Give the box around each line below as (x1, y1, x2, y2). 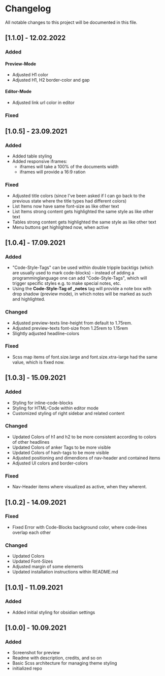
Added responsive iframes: (12, 158, 67, 164)
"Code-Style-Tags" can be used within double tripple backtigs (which (12, 264, 154, 270)
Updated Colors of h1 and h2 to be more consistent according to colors (12, 434, 157, 440)
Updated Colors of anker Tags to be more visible (12, 444, 111, 450)
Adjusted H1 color (12, 72, 48, 78)
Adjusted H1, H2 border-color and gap (12, 77, 90, 83)
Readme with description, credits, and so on (12, 655, 102, 661)
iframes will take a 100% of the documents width (19, 164, 119, 170)
